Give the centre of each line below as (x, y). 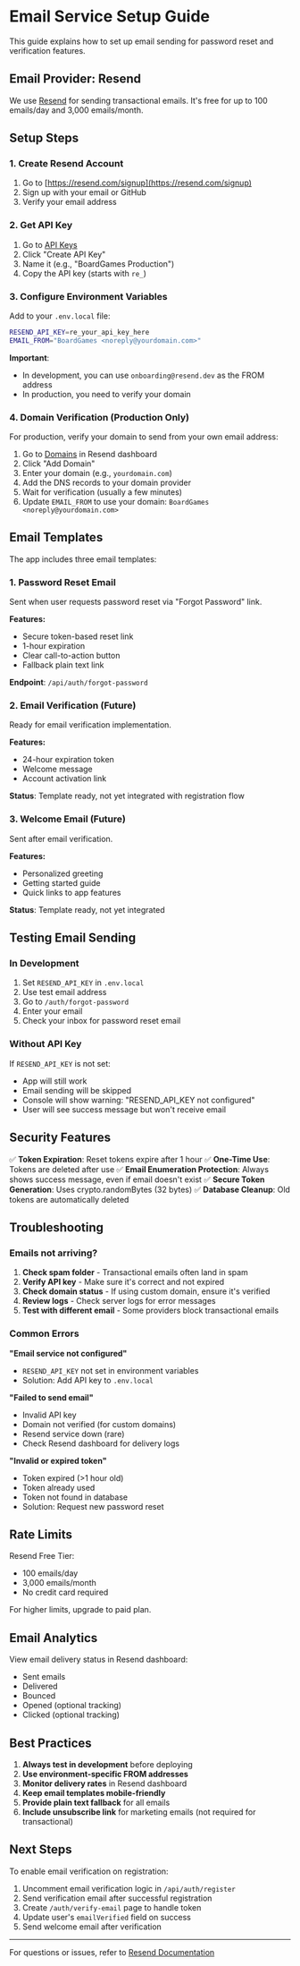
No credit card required (65, 1592)
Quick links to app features (71, 892)
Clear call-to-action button (71, 656)
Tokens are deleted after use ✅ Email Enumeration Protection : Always (139, 1169)
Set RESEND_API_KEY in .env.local (83, 983)
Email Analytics (54, 1638)
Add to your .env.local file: (60, 316)
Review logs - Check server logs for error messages (119, 1301)
